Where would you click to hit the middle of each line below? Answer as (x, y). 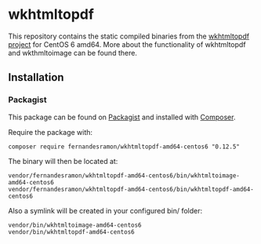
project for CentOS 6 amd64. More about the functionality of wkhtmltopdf (127, 44)
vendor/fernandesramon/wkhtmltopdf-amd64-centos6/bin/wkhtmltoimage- (124, 175)
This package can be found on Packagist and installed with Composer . (122, 117)
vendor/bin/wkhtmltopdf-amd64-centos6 (71, 232)
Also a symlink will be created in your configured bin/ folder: (105, 210)
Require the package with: (50, 132)
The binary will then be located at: (63, 161)
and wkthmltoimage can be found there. (72, 53)
